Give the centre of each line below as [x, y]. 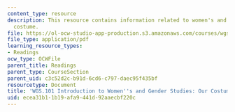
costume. [26, 26]
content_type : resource [42, 14]
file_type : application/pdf [48, 40]
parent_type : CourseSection [48, 72]
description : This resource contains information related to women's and [117, 20]
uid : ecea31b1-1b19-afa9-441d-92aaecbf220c [72, 98]
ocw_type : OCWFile [34, 59]
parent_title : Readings [42, 65]
